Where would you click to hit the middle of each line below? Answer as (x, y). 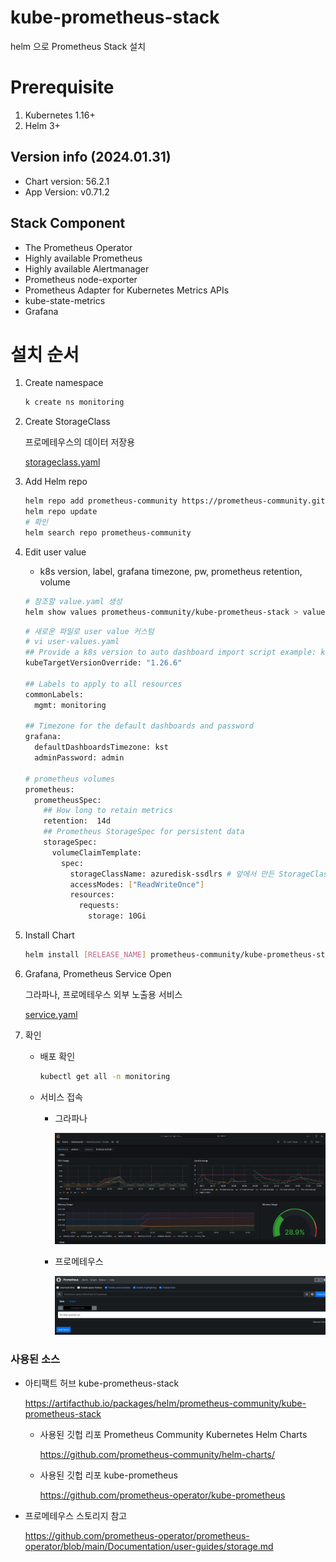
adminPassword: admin (79, 758)
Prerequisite (62, 87)
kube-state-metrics (65, 300)
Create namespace (64, 383)
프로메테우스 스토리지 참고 (76, 1515)
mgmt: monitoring (70, 705)
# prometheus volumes (69, 779)
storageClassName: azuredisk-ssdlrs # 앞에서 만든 (172, 874)
